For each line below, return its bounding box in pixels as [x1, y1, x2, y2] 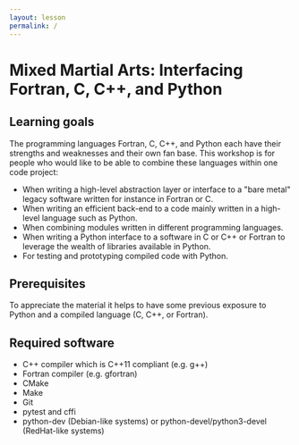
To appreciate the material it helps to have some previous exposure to [9, 300, 267, 311]
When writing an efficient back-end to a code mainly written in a [21, 203, 260, 214]
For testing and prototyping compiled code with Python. [21, 250, 228, 261]
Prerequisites [9, 276, 86, 291]
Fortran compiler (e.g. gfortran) [21, 368, 138, 380]
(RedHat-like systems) [21, 425, 105, 436]
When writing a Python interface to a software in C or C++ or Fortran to [21, 231, 286, 242]
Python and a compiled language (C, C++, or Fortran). [9, 309, 209, 320]
